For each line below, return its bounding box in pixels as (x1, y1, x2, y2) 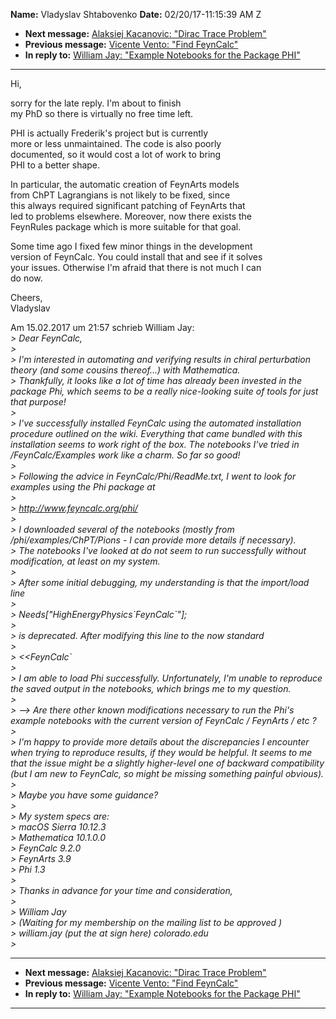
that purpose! (10, 396, 67, 408)
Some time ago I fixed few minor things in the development (10, 240, 253, 252)
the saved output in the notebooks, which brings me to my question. (10, 683, 292, 694)
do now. (10, 272, 43, 284)
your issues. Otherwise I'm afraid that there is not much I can (10, 262, 262, 273)
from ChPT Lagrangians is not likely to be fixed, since (10, 189, 231, 201)
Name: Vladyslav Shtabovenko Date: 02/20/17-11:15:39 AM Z (10, 9, 262, 20)
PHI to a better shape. (10, 159, 101, 171)
